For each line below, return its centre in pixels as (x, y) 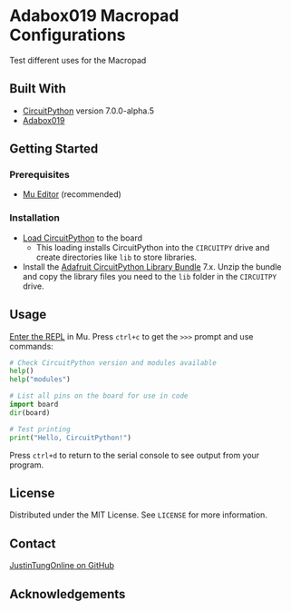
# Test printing (40, 429)
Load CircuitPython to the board (82, 238)
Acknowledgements (68, 594)
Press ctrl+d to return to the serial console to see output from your (135, 455)
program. (27, 465)
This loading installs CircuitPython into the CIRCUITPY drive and (153, 247)
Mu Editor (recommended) (72, 194)
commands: (32, 346)
